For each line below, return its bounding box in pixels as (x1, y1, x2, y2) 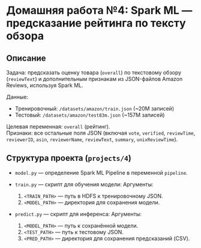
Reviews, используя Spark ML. (6, 82, 83, 89)
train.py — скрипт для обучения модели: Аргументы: (14, 181, 154, 188)
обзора (6, 29, 44, 43)
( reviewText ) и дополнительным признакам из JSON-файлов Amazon (6, 76, 183, 82)
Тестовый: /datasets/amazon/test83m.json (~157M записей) (14, 112, 165, 118)
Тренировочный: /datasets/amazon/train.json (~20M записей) (14, 105, 175, 112)
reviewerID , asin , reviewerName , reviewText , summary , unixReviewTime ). (6, 136, 178, 143)
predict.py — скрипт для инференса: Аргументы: (14, 210, 142, 217)
